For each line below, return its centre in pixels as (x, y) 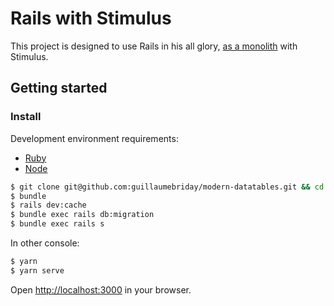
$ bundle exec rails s (57, 224)
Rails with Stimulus (91, 18)
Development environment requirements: (94, 138)
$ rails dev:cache (48, 205)
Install (26, 117)
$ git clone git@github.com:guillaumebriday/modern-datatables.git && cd (167, 187)
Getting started (59, 88)
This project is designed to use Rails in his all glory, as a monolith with (154, 46)
